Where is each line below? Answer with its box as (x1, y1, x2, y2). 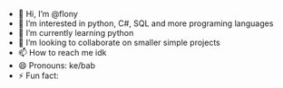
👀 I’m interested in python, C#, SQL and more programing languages (17, 18, 274, 29)
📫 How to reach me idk (17, 48, 107, 57)
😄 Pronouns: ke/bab (17, 60, 95, 71)
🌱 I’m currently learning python (17, 28, 134, 38)
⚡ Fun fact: (17, 70, 59, 81)
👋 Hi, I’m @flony (17, 9, 79, 19)
